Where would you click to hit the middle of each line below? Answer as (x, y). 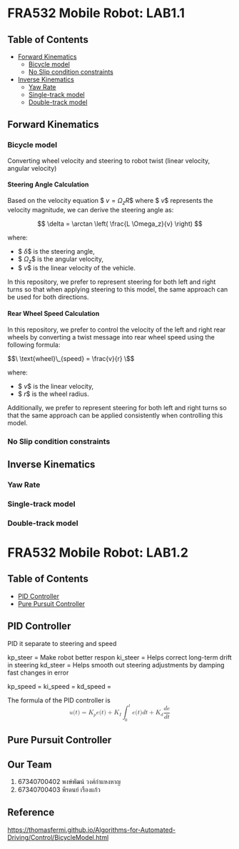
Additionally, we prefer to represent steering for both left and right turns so (117, 407)
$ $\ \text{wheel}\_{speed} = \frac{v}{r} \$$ (71, 358)
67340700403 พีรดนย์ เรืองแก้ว (59, 790)
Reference (31, 813)
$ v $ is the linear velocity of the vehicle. (76, 268)
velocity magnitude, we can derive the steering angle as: (91, 209)
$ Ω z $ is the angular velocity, (60, 260)
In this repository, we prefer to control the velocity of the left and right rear (117, 329)
